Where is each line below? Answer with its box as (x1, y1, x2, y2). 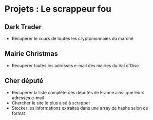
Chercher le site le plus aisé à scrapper (11, 100, 91, 105)
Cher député (4, 77, 43, 85)
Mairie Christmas (4, 50, 58, 58)
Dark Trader (4, 23, 42, 31)
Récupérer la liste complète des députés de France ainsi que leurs (11, 89, 145, 95)
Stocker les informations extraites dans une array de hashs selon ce (11, 105, 148, 111)
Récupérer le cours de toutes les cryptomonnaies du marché (11, 35, 134, 41)
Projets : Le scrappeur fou (4, 3, 112, 15)
